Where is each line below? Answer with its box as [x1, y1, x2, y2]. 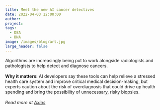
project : [5, 21, 23, 26]
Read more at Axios [5, 99, 46, 105]
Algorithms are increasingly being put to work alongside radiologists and [5, 57, 154, 63]
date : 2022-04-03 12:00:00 [5, 12, 61, 17]
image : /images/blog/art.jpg [5, 39, 66, 44]
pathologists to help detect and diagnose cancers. [5, 63, 108, 69]
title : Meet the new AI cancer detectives [5, 7, 94, 12]
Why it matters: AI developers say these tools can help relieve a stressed [5, 73, 156, 79]
